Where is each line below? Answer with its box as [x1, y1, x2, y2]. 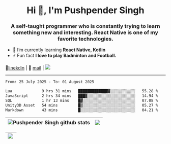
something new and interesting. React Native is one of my [12, 29, 159, 36]
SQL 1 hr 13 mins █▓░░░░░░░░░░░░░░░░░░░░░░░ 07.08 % [5, 98, 158, 103]
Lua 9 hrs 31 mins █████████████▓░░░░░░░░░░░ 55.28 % [5, 89, 158, 94]
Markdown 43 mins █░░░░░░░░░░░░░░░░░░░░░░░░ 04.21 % [5, 107, 158, 113]
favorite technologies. [58, 35, 113, 43]
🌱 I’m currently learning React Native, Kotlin [12, 47, 106, 53]
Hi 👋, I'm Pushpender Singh [26, 5, 145, 16]
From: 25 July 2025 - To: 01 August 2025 [5, 80, 95, 85]
